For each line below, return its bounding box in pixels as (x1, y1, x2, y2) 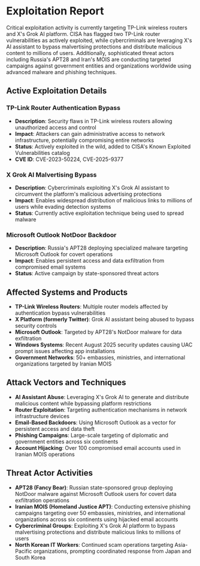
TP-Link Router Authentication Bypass (6, 104, 121, 112)
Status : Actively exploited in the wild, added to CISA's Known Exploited (14, 142, 191, 150)
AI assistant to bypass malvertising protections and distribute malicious (6, 43, 182, 50)
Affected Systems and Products (6, 287, 128, 297)
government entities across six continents (14, 438, 119, 445)
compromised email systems (14, 263, 86, 270)
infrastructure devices (14, 412, 70, 419)
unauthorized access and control (14, 124, 97, 131)
